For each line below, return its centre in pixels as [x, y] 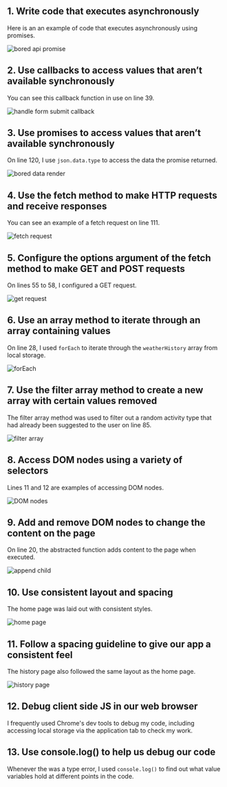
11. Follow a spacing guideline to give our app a [109, 644]
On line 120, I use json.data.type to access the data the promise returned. [112, 160]
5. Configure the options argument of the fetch [109, 258]
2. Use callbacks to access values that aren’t [105, 71]
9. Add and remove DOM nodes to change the [106, 522]
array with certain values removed [82, 401]
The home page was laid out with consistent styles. [80, 609]
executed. [21, 557]
